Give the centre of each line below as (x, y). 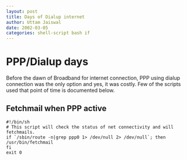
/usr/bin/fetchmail (30, 142)
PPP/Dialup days (47, 62)
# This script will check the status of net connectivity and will (90, 127)
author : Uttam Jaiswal (34, 22)
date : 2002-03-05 (27, 28)
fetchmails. (20, 132)
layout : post (22, 11)
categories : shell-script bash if (48, 33)
